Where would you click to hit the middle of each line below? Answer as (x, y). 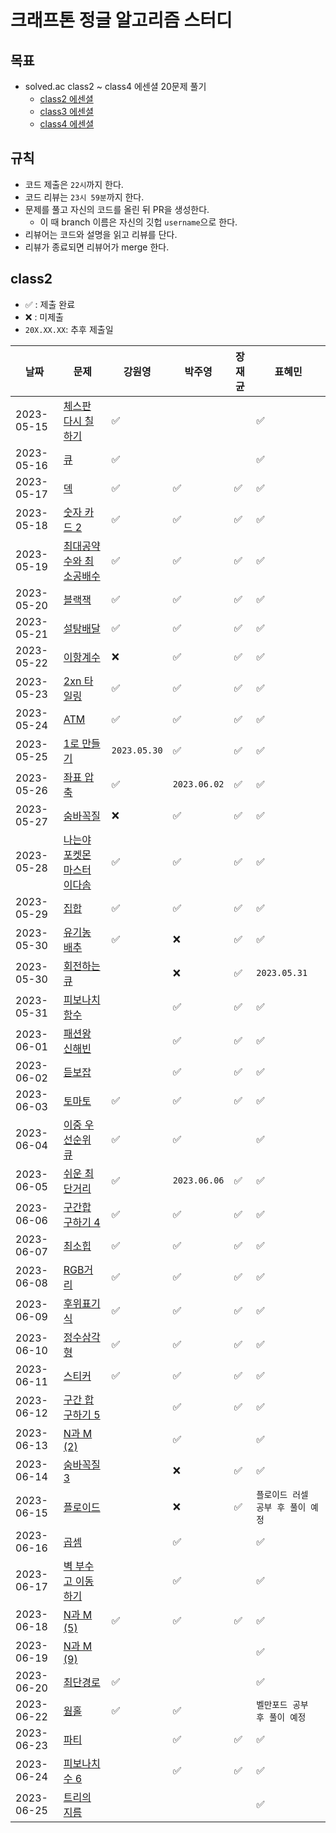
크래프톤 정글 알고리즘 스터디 (121, 20)
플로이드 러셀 (282, 1494)
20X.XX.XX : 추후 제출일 (69, 329)
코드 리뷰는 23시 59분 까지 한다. (84, 197)
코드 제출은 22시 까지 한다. (74, 184)
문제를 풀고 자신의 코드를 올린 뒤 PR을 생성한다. (117, 209)
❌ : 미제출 (44, 317)
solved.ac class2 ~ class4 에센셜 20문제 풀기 (115, 86)
